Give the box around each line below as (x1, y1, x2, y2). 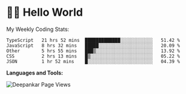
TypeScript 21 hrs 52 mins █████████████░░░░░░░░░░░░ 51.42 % (6, 37, 181, 43)
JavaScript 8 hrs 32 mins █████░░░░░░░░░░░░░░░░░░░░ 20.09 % (6, 42, 181, 49)
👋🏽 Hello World (6, 5, 83, 19)
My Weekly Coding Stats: (6, 25, 70, 33)
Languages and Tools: (6, 69, 64, 76)
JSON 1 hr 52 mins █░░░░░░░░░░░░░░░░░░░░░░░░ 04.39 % (6, 58, 181, 64)
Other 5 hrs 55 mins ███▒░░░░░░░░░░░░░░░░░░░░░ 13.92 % (6, 48, 181, 54)
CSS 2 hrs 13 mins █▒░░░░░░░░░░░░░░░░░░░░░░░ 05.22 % (6, 53, 181, 59)
